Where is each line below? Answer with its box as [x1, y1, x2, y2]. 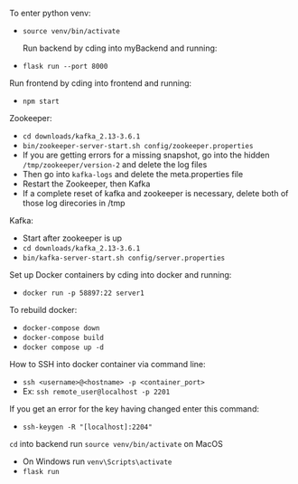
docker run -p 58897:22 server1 [22, 289, 144, 298]
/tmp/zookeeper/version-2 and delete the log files [22, 159, 208, 170]
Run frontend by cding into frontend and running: [9, 78, 192, 89]
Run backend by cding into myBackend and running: [22, 43, 218, 53]
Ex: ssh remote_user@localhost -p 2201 [22, 386, 171, 396]
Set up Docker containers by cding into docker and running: [9, 270, 232, 280]
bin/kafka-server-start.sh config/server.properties [22, 253, 226, 262]
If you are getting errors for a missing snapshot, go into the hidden [22, 149, 270, 160]
